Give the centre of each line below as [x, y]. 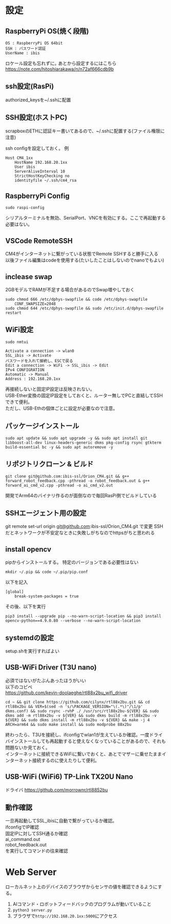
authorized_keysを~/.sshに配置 [38, 100]
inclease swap [29, 277]
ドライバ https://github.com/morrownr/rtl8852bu [57, 790]
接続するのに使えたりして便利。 [66, 760]
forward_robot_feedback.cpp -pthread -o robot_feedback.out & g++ [78, 481]
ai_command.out [23, 839]
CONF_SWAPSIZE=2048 [35, 304]
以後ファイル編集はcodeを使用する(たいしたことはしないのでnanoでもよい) [85, 260]
